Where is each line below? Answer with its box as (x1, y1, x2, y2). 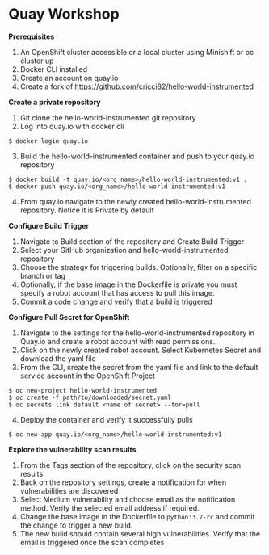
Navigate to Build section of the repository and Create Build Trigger (19, 236, 245, 246)
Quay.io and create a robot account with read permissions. (19, 336, 216, 346)
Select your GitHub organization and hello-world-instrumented (19, 245, 229, 254)
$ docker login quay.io (8, 137, 89, 145)
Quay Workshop (8, 5, 120, 23)
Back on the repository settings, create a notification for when (19, 477, 227, 487)
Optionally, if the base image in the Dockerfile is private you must (19, 280, 237, 289)
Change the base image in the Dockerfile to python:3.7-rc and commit (19, 511, 255, 521)
